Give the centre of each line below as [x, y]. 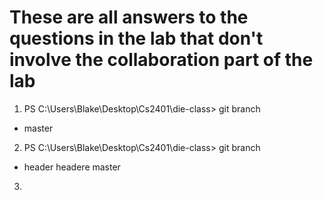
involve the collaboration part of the [161, 60]
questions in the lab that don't [136, 38]
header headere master [72, 167]
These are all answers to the [129, 17]
